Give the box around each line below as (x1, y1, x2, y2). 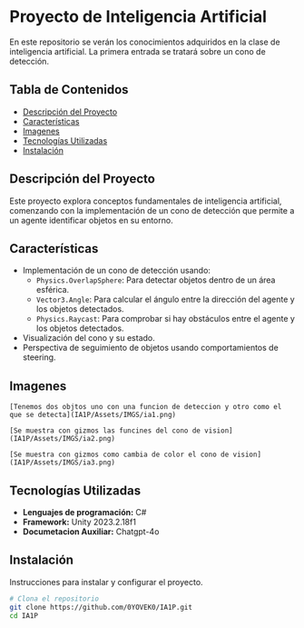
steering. (22, 352, 56, 363)
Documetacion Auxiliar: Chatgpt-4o (22, 526, 160, 537)
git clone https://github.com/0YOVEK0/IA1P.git (9, 603, 193, 612)
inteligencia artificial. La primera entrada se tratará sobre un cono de (9, 45, 266, 56)
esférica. (35, 284, 70, 295)
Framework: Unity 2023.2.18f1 (22, 516, 136, 527)
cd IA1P (9, 611, 39, 620)
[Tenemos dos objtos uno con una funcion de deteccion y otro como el (9, 403, 282, 412)
